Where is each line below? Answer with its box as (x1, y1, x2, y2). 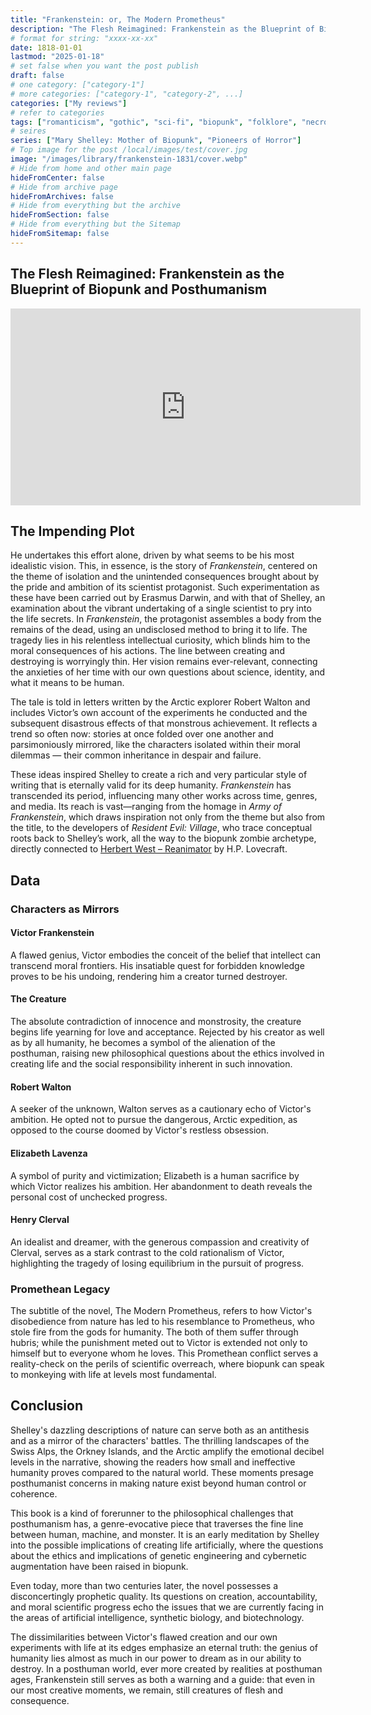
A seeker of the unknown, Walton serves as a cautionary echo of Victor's (10, 1103, 312, 1115)
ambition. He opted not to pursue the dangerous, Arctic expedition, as (10, 1114, 298, 1126)
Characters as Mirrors (10, 902, 120, 916)
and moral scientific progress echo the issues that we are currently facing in (10, 1601, 324, 1613)
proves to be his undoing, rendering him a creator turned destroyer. (10, 970, 288, 982)
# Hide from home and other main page (10, 163, 172, 173)
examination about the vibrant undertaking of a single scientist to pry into (10, 602, 312, 615)
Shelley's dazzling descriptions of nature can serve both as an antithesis (10, 1424, 310, 1436)
